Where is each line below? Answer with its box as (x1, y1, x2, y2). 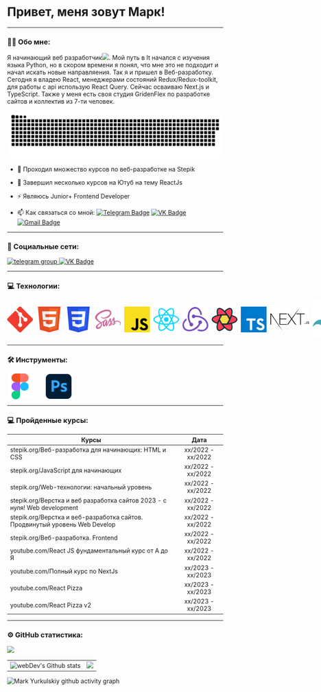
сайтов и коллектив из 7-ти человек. (7, 97, 115, 106)
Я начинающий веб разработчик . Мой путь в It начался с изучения (7, 54, 211, 62)
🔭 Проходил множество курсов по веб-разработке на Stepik (16, 165, 195, 173)
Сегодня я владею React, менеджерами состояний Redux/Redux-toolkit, (7, 76, 218, 84)
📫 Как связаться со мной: (16, 208, 95, 216)
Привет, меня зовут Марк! (7, 4, 165, 20)
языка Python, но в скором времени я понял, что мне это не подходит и (7, 61, 219, 69)
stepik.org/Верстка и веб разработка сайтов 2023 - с (10, 496, 167, 505)
